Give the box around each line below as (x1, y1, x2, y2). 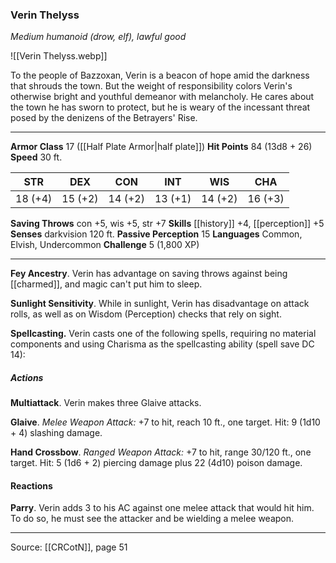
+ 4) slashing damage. (10, 427, 103, 439)
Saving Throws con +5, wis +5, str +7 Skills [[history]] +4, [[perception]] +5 (10, 218, 325, 230)
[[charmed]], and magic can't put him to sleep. (10, 278, 203, 290)
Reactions (10, 479, 53, 492)
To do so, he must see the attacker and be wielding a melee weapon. (10, 513, 295, 525)
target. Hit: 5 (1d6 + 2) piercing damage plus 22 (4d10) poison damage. (10, 457, 303, 469)
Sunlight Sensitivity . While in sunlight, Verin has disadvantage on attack (10, 298, 310, 310)
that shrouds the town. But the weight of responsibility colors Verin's (10, 80, 293, 92)
